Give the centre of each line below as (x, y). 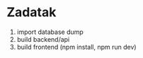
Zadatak (32, 12)
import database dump (50, 32)
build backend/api (43, 39)
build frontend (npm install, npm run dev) (76, 47)
